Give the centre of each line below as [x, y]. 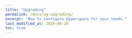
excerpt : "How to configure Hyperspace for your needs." [66, 19]
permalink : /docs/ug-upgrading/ [39, 14]
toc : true [16, 28]
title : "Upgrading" [26, 10]
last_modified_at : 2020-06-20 [37, 23]
